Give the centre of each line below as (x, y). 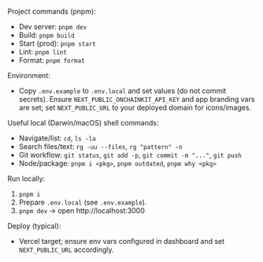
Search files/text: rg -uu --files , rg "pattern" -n (100, 146)
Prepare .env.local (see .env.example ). (83, 202)
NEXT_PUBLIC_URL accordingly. (66, 249)
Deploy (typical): (34, 226)
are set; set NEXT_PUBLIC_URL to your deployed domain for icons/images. (135, 107)
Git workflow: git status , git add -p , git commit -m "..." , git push (130, 155)
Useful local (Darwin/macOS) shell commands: (83, 123)
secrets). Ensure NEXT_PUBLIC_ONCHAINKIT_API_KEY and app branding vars (137, 99)
